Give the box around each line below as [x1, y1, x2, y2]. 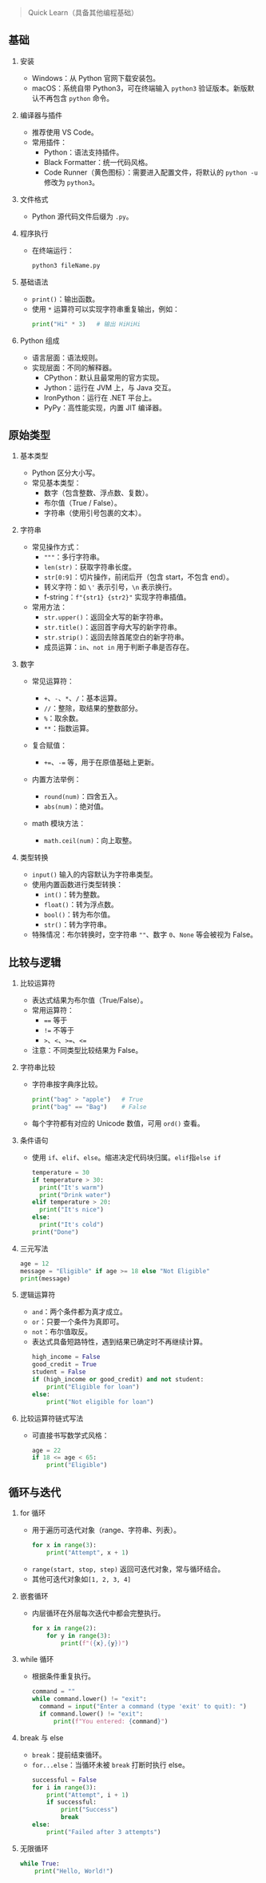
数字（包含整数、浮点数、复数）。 [43, 488, 153, 498]
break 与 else [19, 1732, 64, 1742]
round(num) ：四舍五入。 [43, 792, 122, 801]
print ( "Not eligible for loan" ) [46, 1397, 154, 1405]
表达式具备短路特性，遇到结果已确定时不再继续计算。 [31, 1337, 208, 1347]
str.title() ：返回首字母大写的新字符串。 [43, 623, 182, 632]
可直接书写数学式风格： [31, 1430, 109, 1440]
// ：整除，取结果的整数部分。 [43, 704, 142, 713]
